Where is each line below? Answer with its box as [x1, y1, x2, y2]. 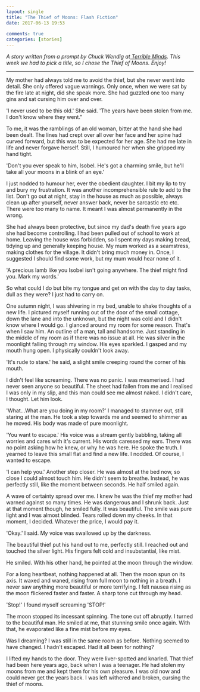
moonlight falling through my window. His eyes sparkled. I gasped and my [6, 341, 187, 347]
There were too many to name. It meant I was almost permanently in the [6, 206, 183, 212]
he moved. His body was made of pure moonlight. [6, 420, 129, 427]
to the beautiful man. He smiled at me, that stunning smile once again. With [6, 619, 190, 626]
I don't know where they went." [6, 114, 83, 120]
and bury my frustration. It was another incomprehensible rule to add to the [6, 186, 191, 193]
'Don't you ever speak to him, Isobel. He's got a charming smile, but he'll [6, 162, 185, 169]
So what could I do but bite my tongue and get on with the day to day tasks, [6, 284, 192, 292]
